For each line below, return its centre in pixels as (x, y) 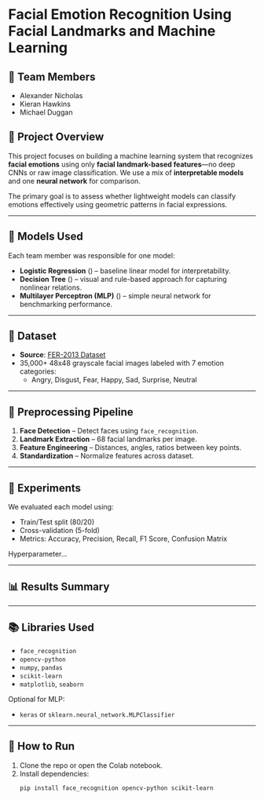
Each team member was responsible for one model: (92, 255)
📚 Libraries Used (51, 628)
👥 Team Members (52, 77)
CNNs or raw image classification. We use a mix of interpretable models (126, 172)
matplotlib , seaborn (51, 684)
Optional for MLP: (37, 699)
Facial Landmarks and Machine (112, 31)
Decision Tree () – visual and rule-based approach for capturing (123, 279)
